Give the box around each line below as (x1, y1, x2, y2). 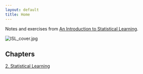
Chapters (5, 49, 35, 58)
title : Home (5, 12, 30, 17)
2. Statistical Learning (5, 63, 50, 69)
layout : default (5, 7, 39, 12)
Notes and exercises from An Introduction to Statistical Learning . (5, 25, 138, 31)
